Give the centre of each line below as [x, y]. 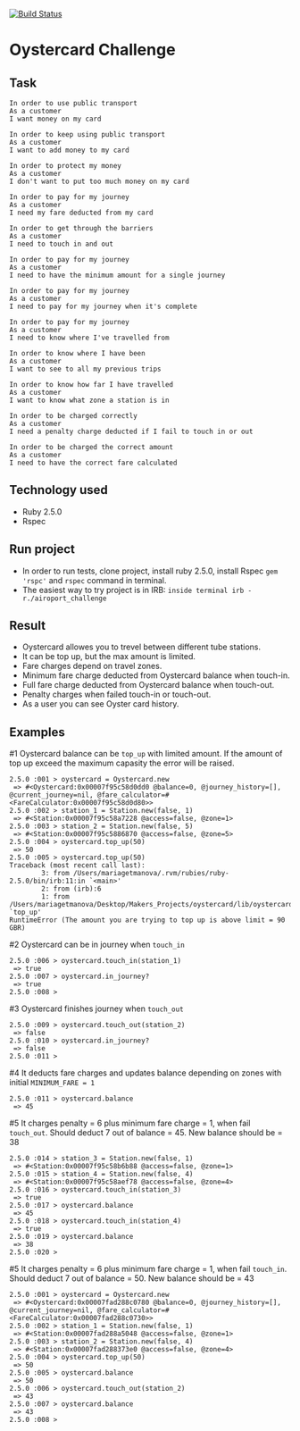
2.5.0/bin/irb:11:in [48, 881]
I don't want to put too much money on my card [100, 181]
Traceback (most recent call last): [77, 866]
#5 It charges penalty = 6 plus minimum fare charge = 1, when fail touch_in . [148, 1269]
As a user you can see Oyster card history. [100, 704]
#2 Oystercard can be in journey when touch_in [97, 945]
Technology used [59, 490]
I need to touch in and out [62, 244]
